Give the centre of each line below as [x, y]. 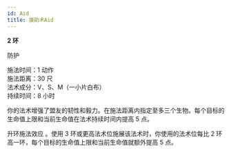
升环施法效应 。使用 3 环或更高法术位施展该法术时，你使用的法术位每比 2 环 [115, 133]
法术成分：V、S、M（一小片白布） [56, 87]
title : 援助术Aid [30, 20]
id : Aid [18, 13]
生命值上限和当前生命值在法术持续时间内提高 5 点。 [80, 119]
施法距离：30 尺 [30, 78]
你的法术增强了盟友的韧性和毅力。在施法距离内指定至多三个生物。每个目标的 [116, 110]
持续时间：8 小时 [31, 95]
